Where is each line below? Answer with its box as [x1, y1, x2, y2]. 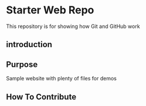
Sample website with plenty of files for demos [6, 75, 117, 82]
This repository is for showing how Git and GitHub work [6, 23, 140, 30]
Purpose [6, 59, 38, 69]
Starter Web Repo [6, 3, 94, 17]
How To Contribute [6, 91, 77, 102]
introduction [6, 40, 53, 50]
